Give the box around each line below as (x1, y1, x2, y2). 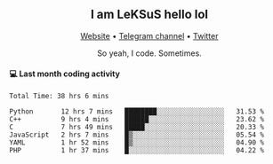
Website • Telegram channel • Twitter (80, 30, 219, 41)
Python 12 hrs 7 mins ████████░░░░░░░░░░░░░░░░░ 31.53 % (9, 107, 265, 116)
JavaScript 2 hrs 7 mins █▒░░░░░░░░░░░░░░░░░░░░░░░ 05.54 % (9, 130, 265, 140)
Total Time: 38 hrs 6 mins (9, 92, 109, 101)
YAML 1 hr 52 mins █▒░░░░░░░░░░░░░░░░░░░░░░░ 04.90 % (9, 138, 265, 147)
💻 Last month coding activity (9, 68, 120, 79)
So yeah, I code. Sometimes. (97, 48, 202, 59)
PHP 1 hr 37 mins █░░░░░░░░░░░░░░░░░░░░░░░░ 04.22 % (9, 146, 265, 155)
